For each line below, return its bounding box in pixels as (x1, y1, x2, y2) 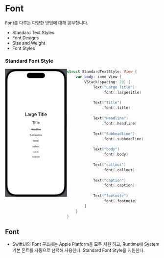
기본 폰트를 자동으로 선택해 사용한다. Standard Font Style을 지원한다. (12, 247, 145, 253)
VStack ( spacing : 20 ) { (84, 79, 131, 84)
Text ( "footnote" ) (93, 193, 129, 199)
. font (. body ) (102, 152, 129, 157)
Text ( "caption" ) (93, 178, 126, 183)
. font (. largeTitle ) (102, 90, 142, 95)
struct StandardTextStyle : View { (67, 69, 137, 74)
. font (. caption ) (102, 183, 135, 188)
